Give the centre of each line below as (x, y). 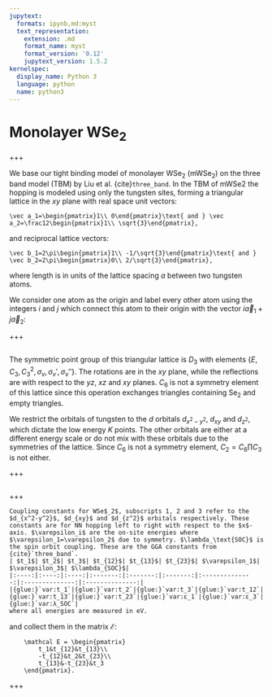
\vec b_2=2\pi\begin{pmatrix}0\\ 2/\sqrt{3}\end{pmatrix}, (111, 260)
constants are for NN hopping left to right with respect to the (122, 525)
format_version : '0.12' (64, 54)
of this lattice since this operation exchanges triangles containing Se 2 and (133, 394)
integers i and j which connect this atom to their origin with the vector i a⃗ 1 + (136, 309)
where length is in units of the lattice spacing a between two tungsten (126, 275)
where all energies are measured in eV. (79, 611)
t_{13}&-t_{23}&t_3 (71, 663)
